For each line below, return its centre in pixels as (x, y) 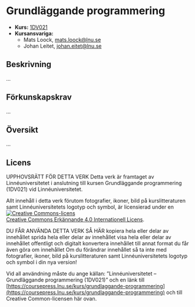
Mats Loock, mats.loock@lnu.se (62, 39)
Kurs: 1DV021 (31, 27)
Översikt (22, 130)
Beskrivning (29, 65)
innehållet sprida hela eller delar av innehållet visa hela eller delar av (89, 237)
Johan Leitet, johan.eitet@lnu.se (62, 46)
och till (174, 292)
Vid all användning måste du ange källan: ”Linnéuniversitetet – (81, 274)
